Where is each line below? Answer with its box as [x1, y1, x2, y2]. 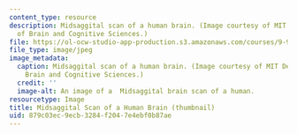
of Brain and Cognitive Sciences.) [17, 29, 148, 38]
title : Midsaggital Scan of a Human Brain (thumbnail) [9, 103, 216, 112]
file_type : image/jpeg [9, 46, 93, 55]
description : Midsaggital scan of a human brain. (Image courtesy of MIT [9, 21, 287, 30]
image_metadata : [9, 54, 69, 63]
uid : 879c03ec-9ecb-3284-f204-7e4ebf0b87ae [9, 111, 172, 120]
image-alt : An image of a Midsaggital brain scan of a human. [17, 86, 255, 95]
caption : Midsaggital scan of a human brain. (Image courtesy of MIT [17, 63, 278, 71]
